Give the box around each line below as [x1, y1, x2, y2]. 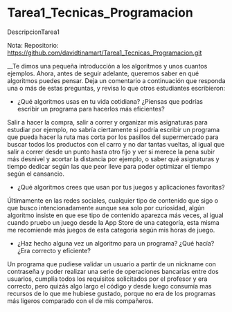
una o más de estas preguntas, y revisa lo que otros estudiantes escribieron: [7, 84, 226, 92]
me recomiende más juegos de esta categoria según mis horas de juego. [7, 226, 215, 234]
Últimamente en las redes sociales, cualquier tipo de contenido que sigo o [7, 196, 219, 205]
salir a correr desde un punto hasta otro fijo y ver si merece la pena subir [7, 147, 215, 156]
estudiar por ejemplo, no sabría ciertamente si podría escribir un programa [7, 125, 220, 134]
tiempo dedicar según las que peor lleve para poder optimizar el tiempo [7, 162, 211, 170]
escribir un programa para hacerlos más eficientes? [17, 104, 165, 113]
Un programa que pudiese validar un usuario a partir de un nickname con [7, 259, 217, 268]
